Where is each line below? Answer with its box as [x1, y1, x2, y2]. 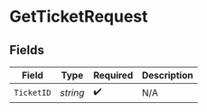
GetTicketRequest [9, 6, 148, 27]
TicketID [14, 88, 52, 98]
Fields [9, 42, 45, 58]
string [60, 86, 85, 98]
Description [141, 70, 193, 81]
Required [93, 70, 134, 81]
